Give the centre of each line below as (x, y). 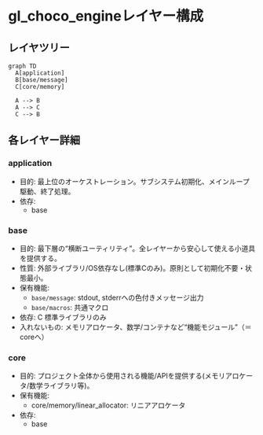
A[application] (40, 73)
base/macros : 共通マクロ (70, 307)
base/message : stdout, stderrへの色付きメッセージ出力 (117, 297)
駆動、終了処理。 (47, 191)
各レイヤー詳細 (44, 140)
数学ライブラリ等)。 (61, 385)
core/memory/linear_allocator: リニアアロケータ (108, 405)
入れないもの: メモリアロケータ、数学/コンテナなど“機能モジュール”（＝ (135, 326)
